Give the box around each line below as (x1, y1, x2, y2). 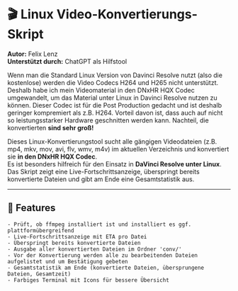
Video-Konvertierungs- (56, 6, 198, 23)
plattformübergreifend (7, 227, 74, 234)
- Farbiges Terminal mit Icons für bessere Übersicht (7, 276, 170, 284)
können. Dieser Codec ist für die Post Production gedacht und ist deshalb (7, 101, 222, 109)
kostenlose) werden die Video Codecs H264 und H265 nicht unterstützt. (7, 78, 219, 86)
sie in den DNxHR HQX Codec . (7, 152, 98, 161)
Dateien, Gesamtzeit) (7, 270, 72, 278)
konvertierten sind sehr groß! (7, 123, 94, 132)
